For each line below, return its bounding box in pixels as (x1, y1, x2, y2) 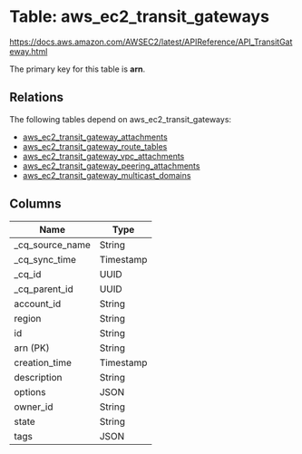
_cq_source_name (14, 238, 91, 251)
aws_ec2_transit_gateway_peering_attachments (22, 160, 200, 171)
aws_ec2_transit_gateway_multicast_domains (22, 169, 191, 180)
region (14, 312, 42, 324)
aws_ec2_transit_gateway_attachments (22, 131, 168, 142)
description (14, 371, 63, 383)
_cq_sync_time (14, 253, 77, 266)
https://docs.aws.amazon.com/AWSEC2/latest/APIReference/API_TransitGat (9, 36, 293, 47)
